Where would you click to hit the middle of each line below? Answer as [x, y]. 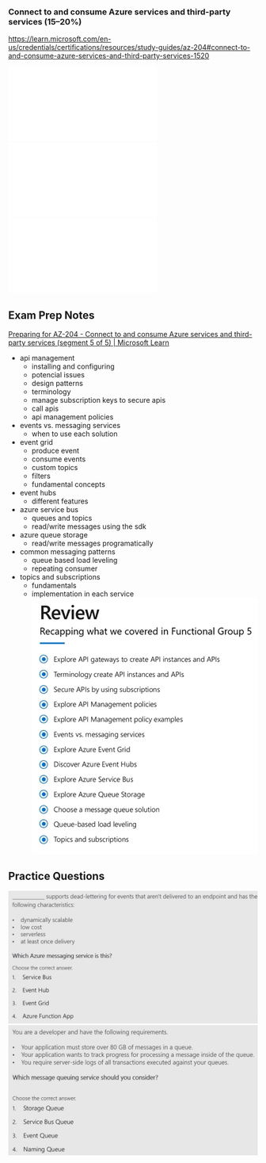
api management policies [72, 417]
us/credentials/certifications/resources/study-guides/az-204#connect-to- [129, 48]
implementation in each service [83, 594]
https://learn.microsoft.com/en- [60, 39]
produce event [55, 451]
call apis [45, 409]
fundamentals [54, 586]
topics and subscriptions [60, 577]
